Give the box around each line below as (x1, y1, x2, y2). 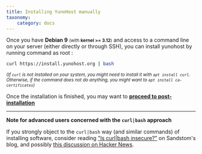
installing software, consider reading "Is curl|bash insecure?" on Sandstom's (6, 135, 196, 142)
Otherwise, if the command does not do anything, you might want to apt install (6, 77, 173, 83)
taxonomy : (6, 14, 31, 20)
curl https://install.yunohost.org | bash (6, 61, 114, 67)
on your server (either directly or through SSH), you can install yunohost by (6, 43, 192, 50)
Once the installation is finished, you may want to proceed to (6, 93, 158, 100)
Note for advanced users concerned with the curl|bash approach (6, 117, 172, 124)
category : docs (17, 20, 55, 26)
